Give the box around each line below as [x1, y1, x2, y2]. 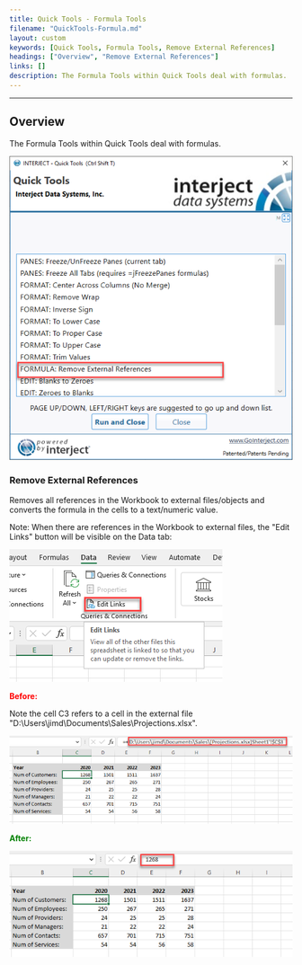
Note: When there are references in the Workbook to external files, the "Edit [9, 521, 290, 532]
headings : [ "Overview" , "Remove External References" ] [9, 52, 219, 62]
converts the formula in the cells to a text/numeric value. [9, 504, 218, 515]
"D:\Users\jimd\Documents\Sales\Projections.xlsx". [9, 717, 198, 728]
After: [9, 832, 32, 844]
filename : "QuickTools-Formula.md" [9, 23, 143, 33]
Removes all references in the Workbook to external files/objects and [9, 494, 265, 505]
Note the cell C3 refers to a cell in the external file [9, 708, 193, 719]
